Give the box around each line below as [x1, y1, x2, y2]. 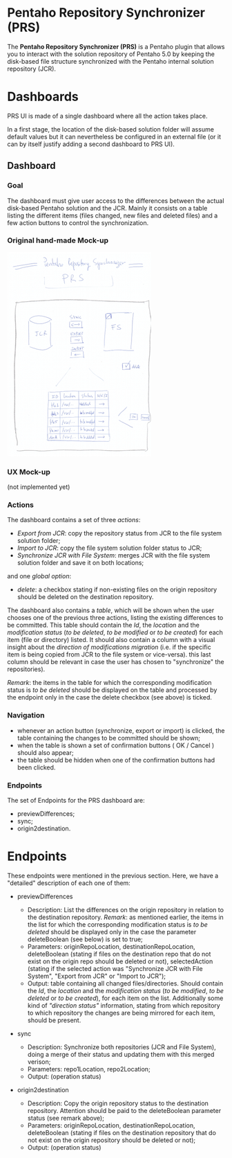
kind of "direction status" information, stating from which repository [27, 1001, 221, 1009]
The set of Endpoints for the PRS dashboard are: [7, 796, 145, 805]
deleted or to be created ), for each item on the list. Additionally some [27, 994, 224, 1002]
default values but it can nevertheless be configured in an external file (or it [7, 132, 222, 141]
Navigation [7, 711, 45, 720]
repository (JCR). [7, 64, 57, 73]
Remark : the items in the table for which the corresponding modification [7, 679, 212, 687]
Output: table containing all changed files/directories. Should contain [27, 979, 223, 988]
